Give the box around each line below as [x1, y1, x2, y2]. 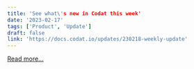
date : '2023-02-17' [7, 17, 64, 23]
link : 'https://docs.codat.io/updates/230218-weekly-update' [7, 36, 188, 43]
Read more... [7, 55, 44, 63]
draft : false [7, 29, 45, 37]
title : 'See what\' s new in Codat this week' [7, 10, 141, 17]
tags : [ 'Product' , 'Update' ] [7, 23, 92, 30]
